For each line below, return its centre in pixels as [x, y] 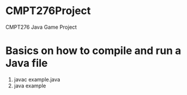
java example [30, 86]
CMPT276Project [48, 11]
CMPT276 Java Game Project [41, 27]
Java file [27, 63]
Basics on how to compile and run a [93, 51]
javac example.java [37, 79]
